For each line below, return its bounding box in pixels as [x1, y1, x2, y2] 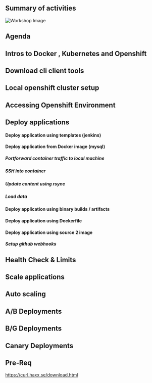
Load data [5, 194, 27, 200]
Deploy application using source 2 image [5, 229, 93, 235]
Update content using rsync [5, 180, 66, 186]
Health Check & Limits [5, 255, 76, 264]
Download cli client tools [5, 66, 84, 75]
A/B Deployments [5, 307, 62, 315]
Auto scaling [5, 290, 46, 299]
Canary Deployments [5, 341, 74, 350]
